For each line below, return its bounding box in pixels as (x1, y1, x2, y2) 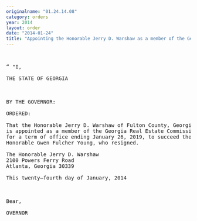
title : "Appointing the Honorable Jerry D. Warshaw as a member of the (6, 36, 185, 42)
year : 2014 (6, 19, 33, 25)
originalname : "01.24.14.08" (6, 8, 77, 15)
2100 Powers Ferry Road (6, 157, 74, 164)
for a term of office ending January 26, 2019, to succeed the (6, 134, 192, 140)
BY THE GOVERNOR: (6, 99, 56, 105)
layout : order (6, 25, 41, 31)
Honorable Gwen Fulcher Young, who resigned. (6, 140, 140, 146)
